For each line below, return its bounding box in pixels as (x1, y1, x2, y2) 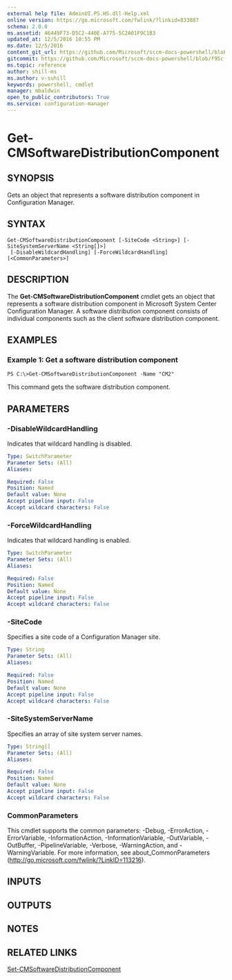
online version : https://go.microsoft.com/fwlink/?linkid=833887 (7, 17, 199, 24)
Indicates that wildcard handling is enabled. (7, 536, 131, 545)
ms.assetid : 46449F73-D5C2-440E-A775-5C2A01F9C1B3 (7, 29, 156, 37)
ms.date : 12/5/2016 (7, 42, 64, 49)
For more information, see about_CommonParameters (57, 848, 211, 857)
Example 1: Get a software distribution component (7, 355, 178, 365)
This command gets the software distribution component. (7, 383, 171, 392)
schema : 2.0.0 (7, 23, 48, 30)
